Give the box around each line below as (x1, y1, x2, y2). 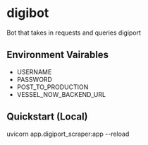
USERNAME (16, 67, 52, 76)
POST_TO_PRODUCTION (16, 83, 89, 91)
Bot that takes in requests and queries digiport (6, 28, 142, 37)
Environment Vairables (6, 49, 109, 61)
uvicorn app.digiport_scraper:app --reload (6, 129, 130, 138)
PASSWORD (16, 75, 52, 83)
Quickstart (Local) (6, 111, 89, 123)
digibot (6, 5, 49, 21)
